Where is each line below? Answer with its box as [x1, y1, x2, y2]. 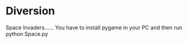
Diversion [5, 4, 56, 18]
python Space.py [5, 30, 48, 37]
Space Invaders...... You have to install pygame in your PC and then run [5, 24, 183, 31]
